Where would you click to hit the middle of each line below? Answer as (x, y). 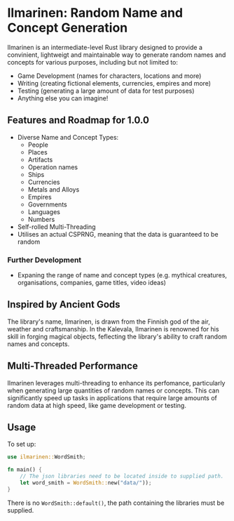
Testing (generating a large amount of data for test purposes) (106, 91)
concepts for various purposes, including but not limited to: (93, 62)
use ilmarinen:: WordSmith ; (47, 457)
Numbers (41, 219)
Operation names (53, 167)
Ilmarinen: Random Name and (95, 13)
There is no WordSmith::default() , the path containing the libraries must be (116, 503)
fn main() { (25, 470)
